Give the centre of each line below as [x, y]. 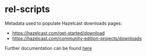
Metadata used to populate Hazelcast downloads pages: [63, 23]
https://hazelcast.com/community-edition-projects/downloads [77, 38]
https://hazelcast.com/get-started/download [58, 33]
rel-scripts [27, 9]
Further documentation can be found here [48, 48]
